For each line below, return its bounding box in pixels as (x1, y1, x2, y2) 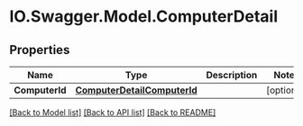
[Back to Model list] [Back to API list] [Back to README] (9, 107, 216, 118)
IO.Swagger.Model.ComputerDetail (9, 6, 278, 27)
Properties (9, 42, 70, 58)
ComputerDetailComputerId (75, 84, 198, 96)
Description (206, 69, 258, 81)
